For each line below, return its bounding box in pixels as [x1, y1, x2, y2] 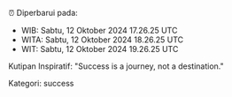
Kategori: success [8, 78, 74, 88]
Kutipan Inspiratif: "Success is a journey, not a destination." [8, 61, 224, 71]
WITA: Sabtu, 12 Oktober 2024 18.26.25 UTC [20, 34, 183, 45]
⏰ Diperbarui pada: [8, 8, 79, 18]
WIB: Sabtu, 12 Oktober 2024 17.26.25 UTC [20, 26, 178, 35]
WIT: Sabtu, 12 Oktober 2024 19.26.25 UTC [20, 44, 179, 54]
